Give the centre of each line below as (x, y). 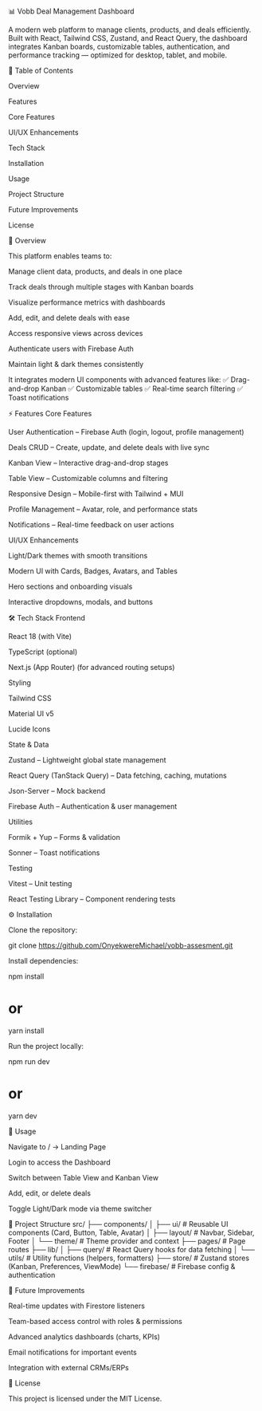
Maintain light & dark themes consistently (76, 364)
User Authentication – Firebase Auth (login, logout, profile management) (126, 432)
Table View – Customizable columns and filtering (88, 478)
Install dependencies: (43, 961)
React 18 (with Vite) (40, 636)
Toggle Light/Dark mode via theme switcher (80, 1208)
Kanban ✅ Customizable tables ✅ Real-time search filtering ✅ (142, 388)
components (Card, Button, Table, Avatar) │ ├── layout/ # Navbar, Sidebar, (131, 1232)
